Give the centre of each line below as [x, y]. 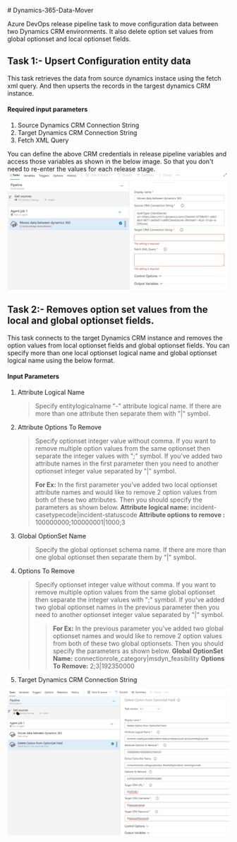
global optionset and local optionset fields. [69, 39]
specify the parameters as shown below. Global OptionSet [138, 651]
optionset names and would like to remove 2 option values [137, 635]
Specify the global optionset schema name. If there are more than [130, 549]
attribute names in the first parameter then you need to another [127, 463]
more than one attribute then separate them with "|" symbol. [122, 413]
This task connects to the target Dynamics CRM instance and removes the [115, 338]
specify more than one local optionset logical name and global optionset [112, 352]
